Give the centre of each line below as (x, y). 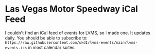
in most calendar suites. (52, 47)
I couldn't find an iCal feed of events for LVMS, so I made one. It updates (78, 33)
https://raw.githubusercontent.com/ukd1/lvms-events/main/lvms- (71, 42)
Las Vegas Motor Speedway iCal (72, 9)
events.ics (16, 48)
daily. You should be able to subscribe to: (46, 38)
